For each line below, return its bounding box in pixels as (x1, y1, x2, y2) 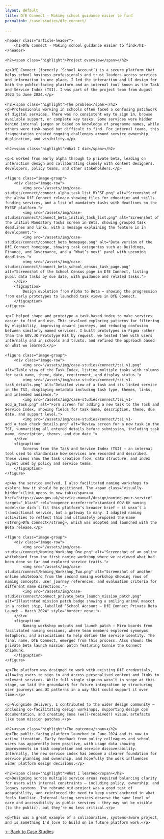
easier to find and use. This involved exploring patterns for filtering (5, 319, 160, 324)
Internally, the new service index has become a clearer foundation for (5, 751, 157, 756)
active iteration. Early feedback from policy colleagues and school (5, 737, 151, 742)
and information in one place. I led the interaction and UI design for (5, 78, 157, 83)
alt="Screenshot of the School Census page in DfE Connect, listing (5, 270, 148, 274)
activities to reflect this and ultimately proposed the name (5, 515, 135, 520)
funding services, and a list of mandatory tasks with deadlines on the (5, 201, 157, 206)
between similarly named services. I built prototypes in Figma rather (5, 329, 155, 333)
